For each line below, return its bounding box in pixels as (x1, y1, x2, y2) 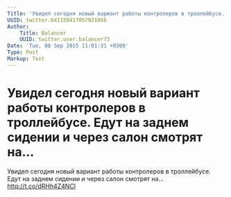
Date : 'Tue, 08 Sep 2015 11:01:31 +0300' (7, 42, 129, 49)
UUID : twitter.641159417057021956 (7, 17, 108, 24)
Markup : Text (7, 55, 45, 62)
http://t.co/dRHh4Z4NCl (7, 182, 76, 190)
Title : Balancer (19, 29, 67, 37)
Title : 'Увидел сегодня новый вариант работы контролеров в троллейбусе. (7, 10, 225, 17)
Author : (7, 23, 30, 30)
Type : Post (7, 49, 39, 56)
